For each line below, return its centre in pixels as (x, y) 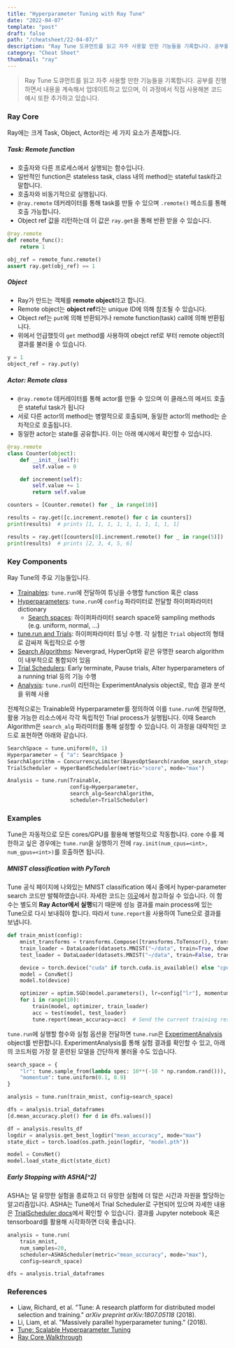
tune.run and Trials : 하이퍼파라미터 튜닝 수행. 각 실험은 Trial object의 (114, 633)
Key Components (37, 561)
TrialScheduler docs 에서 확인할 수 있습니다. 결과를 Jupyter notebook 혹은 (117, 1213)
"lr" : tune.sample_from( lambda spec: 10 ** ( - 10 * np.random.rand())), (123, 1071)
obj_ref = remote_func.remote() (54, 259)
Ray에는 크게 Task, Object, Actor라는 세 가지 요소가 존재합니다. (94, 133)
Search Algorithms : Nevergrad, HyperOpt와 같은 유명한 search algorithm (121, 651)
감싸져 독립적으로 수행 (55, 642)
